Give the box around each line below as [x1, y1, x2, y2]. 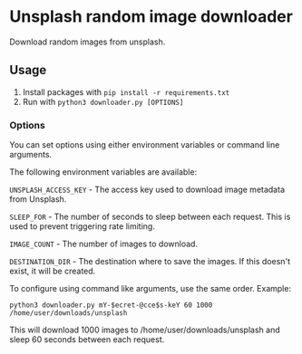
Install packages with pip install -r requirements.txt [22, 86, 230, 97]
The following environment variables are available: [9, 167, 198, 177]
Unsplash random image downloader [9, 6, 293, 27]
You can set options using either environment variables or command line [9, 139, 280, 150]
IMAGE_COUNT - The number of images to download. [9, 238, 198, 250]
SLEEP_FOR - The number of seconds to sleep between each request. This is [9, 211, 291, 223]
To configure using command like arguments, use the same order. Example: [9, 283, 292, 294]
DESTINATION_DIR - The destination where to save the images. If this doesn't [9, 256, 291, 267]
